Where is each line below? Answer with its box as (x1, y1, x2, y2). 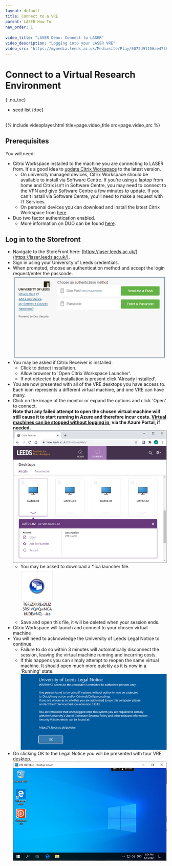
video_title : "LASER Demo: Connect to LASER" (5, 35, 104, 40)
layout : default (5, 8, 40, 13)
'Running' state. (20, 668, 54, 674)
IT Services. (20, 198, 46, 204)
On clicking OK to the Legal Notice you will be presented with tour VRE (12, 750, 162, 756)
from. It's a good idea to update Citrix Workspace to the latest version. (12, 166, 161, 172)
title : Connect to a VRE (5, 13, 58, 19)
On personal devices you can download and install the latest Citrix (20, 204, 160, 210)
